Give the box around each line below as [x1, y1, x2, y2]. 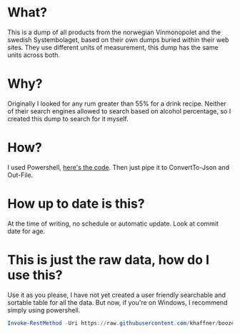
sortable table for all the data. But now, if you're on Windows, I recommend [7, 298, 228, 307]
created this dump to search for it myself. [7, 114, 129, 123]
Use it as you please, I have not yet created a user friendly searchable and [7, 290, 226, 299]
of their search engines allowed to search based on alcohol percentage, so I [7, 106, 231, 115]
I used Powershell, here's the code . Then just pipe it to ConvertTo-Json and [7, 163, 230, 171]
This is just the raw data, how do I [7, 251, 209, 268]
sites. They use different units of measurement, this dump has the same [7, 43, 219, 51]
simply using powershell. [7, 305, 81, 314]
